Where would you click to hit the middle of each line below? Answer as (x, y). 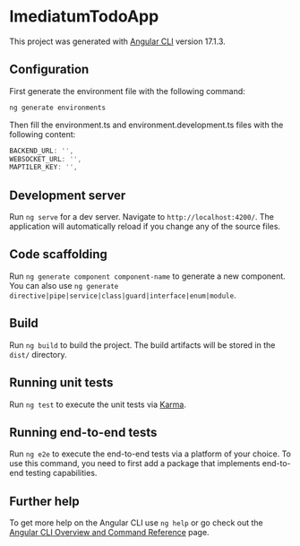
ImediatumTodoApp (84, 17)
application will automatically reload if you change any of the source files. (145, 227)
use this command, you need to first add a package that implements (135, 464)
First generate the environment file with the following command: (128, 91)
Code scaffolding (58, 254)
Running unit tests (61, 383)
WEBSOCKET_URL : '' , (46, 159)
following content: (43, 134)
